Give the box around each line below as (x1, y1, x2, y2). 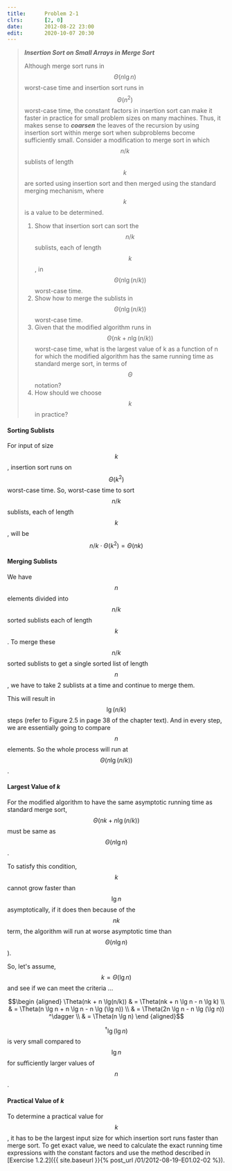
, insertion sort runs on (7, 463, 72, 471)
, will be (7, 529, 30, 537)
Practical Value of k (7, 1097, 64, 1105)
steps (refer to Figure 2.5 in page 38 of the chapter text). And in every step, (7, 715, 222, 725)
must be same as (7, 826, 56, 835)
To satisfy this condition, (7, 862, 78, 870)
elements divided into (7, 594, 69, 602)
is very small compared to (7, 1037, 81, 1046)
